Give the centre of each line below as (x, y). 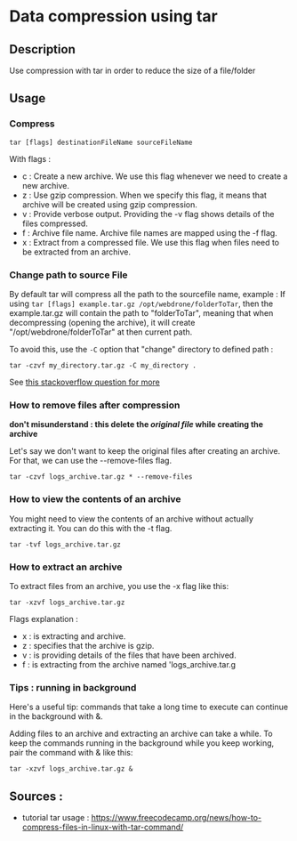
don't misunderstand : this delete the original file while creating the (136, 425)
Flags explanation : (44, 619)
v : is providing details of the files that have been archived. (129, 655)
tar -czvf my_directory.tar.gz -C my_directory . (103, 365)
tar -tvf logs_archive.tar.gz (65, 545)
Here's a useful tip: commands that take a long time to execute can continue (149, 707)
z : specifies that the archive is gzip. (88, 645)
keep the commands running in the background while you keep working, (142, 743)
